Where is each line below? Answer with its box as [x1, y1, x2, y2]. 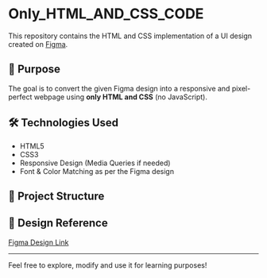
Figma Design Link [8, 237, 69, 247]
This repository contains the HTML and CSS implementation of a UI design [8, 31, 253, 41]
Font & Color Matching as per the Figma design [19, 166, 175, 176]
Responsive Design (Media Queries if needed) [19, 158, 171, 168]
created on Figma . [8, 39, 68, 48]
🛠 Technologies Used [8, 116, 119, 129]
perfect [8, 92, 33, 102]
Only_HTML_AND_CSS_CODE [8, 5, 204, 23]
